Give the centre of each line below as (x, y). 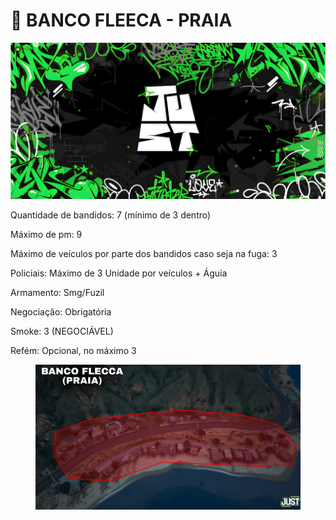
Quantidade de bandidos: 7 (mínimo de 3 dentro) (111, 215)
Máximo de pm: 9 (46, 234)
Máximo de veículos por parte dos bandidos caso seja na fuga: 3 (144, 253)
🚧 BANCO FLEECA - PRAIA (121, 20)
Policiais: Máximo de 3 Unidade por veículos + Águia (119, 273)
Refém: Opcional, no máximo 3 (73, 350)
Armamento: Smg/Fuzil (57, 292)
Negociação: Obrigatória (61, 311)
